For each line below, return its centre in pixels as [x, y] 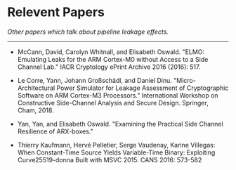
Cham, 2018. [35, 110]
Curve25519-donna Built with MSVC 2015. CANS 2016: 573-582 [110, 159]
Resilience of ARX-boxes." [55, 131]
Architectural [36, 88]
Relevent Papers [56, 12]
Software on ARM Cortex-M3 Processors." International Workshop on [118, 95]
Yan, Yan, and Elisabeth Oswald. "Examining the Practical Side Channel [120, 124]
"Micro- [185, 80]
